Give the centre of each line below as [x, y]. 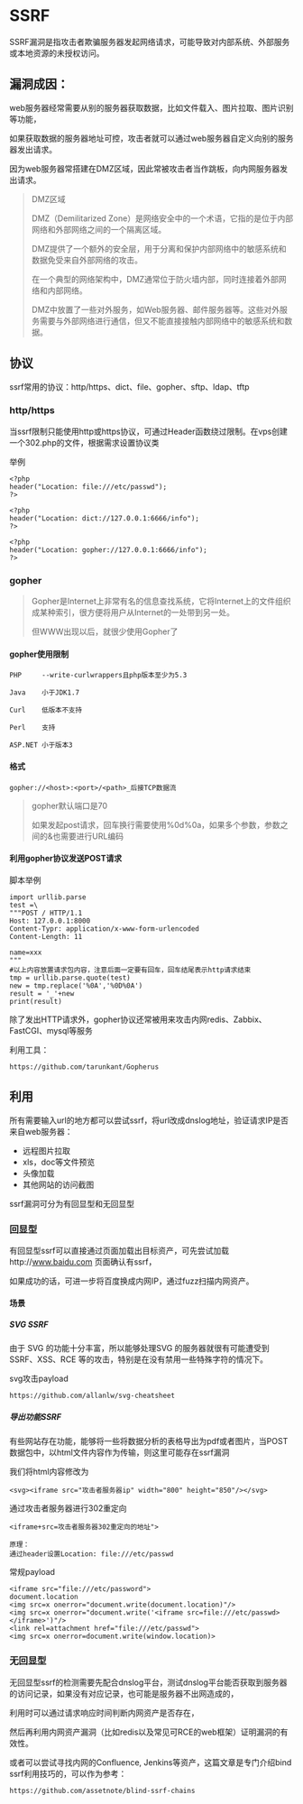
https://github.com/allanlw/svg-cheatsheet [92, 1396]
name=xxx [26, 953]
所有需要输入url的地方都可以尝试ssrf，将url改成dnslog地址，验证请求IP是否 [149, 1120]
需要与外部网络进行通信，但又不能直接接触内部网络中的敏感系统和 [162, 320]
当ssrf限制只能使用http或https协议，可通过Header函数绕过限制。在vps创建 [149, 431]
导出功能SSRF [35, 1417]
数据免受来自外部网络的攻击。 [87, 260]
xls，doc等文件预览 [59, 1162]
